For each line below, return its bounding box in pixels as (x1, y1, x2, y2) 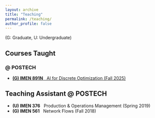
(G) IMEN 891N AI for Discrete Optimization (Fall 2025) (12, 75, 126, 81)
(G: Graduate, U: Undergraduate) (5, 35, 72, 41)
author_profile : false (5, 21, 52, 26)
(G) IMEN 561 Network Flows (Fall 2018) (12, 108, 96, 114)
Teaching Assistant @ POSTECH (5, 90, 107, 98)
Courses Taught (5, 49, 56, 58)
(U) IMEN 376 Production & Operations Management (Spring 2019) (12, 103, 151, 109)
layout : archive (5, 7, 39, 12)
